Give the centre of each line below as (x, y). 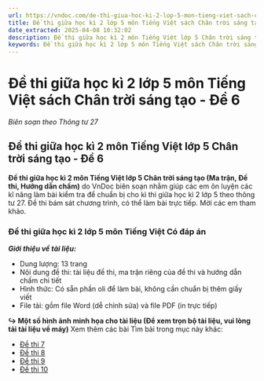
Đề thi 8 (32, 353)
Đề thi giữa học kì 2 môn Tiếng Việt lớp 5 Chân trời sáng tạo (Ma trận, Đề (128, 178)
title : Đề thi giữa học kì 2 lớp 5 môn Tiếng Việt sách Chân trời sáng (128, 23)
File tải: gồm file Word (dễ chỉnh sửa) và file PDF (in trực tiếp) (118, 306)
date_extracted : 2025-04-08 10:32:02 (70, 30)
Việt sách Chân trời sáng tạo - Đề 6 (124, 100)
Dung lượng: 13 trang (53, 264)
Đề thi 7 (32, 344)
